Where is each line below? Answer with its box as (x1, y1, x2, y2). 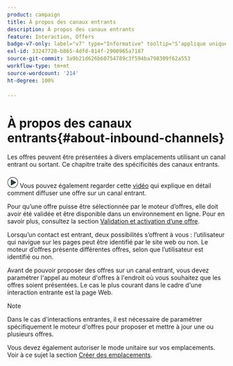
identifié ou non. (7, 253, 54, 261)
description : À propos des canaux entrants (7, 26, 135, 33)
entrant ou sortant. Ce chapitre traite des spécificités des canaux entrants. (7, 160, 220, 169)
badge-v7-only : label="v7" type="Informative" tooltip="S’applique (7, 40, 207, 48)
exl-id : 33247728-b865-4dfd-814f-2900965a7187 (7, 48, 144, 55)
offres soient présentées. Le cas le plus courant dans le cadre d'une (7, 281, 202, 290)
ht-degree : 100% (7, 77, 54, 84)
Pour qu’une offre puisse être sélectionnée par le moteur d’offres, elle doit (7, 202, 218, 211)
